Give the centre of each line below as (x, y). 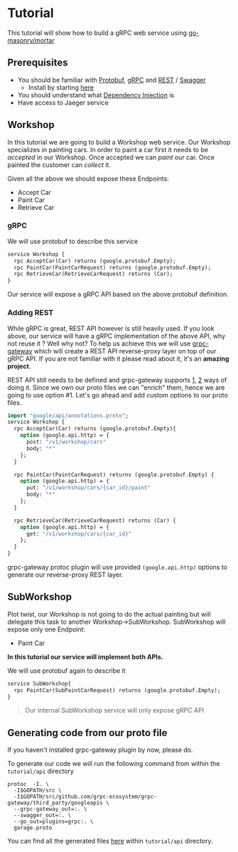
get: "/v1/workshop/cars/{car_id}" (79, 534)
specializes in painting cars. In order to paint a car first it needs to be (108, 149)
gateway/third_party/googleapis (55, 803)
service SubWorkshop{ (39, 683)
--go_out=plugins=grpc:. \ (54, 822)
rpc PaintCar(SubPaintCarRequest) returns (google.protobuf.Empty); (117, 690)
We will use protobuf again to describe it (66, 671)
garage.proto (33, 828)
